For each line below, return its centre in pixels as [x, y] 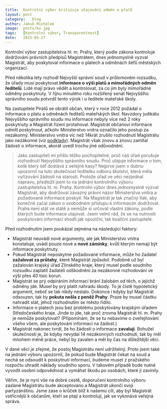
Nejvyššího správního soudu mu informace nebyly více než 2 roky [73, 119]
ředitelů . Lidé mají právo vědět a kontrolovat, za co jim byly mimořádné [78, 88]
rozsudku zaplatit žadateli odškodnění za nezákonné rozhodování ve [83, 270]
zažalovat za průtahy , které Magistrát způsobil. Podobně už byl [78, 259]
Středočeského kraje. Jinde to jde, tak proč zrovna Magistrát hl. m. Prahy [87, 312]
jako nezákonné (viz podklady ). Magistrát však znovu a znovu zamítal [77, 140]
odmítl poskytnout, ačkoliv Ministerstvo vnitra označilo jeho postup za [77, 129]
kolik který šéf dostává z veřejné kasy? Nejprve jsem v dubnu [80, 166]
